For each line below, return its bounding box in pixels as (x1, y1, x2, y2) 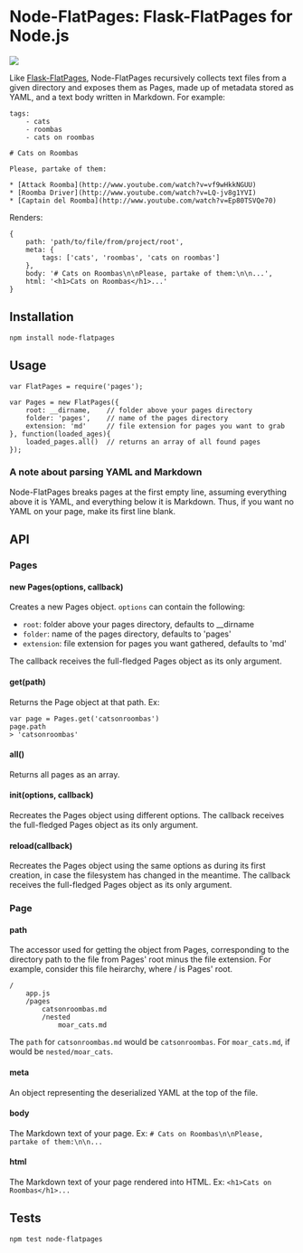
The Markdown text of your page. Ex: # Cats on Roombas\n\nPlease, (9, 1127, 264, 1138)
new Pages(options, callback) (9, 581, 124, 592)
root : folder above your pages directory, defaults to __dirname (22, 619, 255, 630)
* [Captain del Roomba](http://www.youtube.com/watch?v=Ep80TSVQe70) (9, 196, 278, 205)
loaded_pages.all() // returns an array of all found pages (25, 437, 260, 447)
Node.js (9, 25, 70, 46)
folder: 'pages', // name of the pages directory (25, 413, 229, 422)
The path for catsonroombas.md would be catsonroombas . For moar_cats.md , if (9, 1037, 291, 1048)
